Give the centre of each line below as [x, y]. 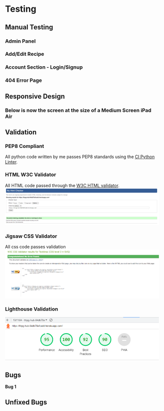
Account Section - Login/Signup [44, 67]
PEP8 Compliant [25, 146]
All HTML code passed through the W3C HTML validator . [62, 185]
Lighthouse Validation [32, 309]
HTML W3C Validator [31, 175]
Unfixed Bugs [26, 402]
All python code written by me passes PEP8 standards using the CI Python [80, 157]
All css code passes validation [35, 246]
